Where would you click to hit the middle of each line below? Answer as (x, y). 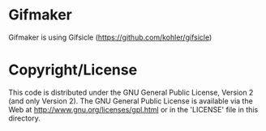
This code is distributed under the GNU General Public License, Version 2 (131, 92)
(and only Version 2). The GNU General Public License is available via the (131, 101)
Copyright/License (73, 70)
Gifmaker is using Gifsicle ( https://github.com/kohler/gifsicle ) (110, 37)
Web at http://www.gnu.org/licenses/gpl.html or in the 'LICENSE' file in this (133, 109)
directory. (24, 118)
